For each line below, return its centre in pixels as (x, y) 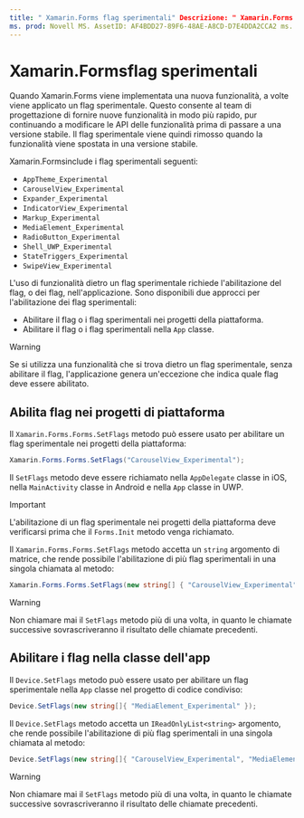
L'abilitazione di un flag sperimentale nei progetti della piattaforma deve (142, 522)
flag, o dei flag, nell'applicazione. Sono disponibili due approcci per (135, 293)
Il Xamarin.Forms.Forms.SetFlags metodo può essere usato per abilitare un (147, 434)
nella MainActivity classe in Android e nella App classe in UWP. (127, 487)
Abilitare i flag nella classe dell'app (110, 658)
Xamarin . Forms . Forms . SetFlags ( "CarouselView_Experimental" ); (127, 461)
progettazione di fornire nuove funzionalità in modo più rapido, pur (133, 115)
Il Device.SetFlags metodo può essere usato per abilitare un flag (129, 680)
